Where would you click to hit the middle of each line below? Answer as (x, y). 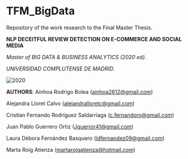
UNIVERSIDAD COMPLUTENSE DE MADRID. (60, 68)
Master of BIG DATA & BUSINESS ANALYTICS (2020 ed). (76, 57)
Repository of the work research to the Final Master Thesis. (79, 27)
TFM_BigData (40, 11)
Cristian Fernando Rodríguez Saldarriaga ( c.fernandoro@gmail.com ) (90, 115)
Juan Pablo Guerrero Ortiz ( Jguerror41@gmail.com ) (70, 126)
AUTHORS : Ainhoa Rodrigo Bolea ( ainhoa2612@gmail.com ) (80, 91)
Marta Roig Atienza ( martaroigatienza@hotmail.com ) (71, 149)
